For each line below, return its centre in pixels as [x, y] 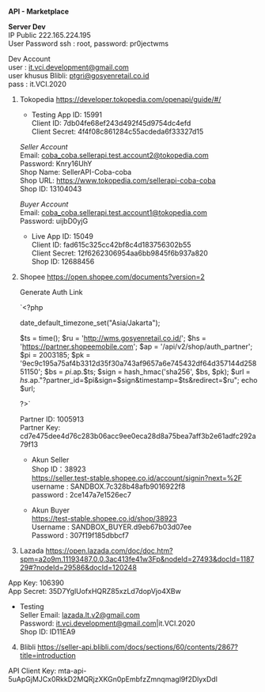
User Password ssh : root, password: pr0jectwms [88, 43]
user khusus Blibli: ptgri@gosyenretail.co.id [79, 76]
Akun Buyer [50, 510]
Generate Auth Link [51, 292]
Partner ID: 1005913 [52, 419]
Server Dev [27, 26]
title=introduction [48, 655]
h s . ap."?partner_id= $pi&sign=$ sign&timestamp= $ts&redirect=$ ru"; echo [138, 380]
